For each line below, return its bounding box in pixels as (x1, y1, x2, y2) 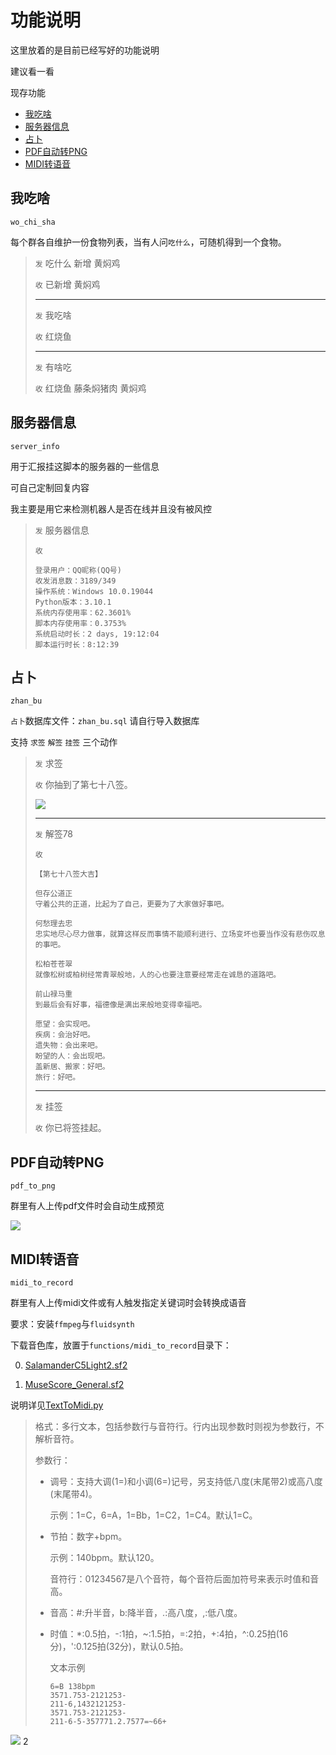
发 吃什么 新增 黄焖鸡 (34, 257, 121, 269)
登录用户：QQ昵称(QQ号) (34, 565, 122, 575)
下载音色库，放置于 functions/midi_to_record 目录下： (10, 1339, 232, 1351)
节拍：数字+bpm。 (49, 1531, 128, 1542)
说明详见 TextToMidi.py (10, 1399, 104, 1411)
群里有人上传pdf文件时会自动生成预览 (10, 1200, 165, 1212)
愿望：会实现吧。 (34, 1019, 95, 1030)
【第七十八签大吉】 (34, 869, 103, 880)
